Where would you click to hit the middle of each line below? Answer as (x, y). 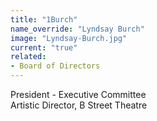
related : (28, 57)
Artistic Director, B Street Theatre (79, 105)
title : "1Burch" (44, 19)
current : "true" (44, 47)
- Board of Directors (55, 66)
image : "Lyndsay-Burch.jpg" (69, 38)
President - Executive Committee (78, 94)
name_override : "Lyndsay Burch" (77, 29)
